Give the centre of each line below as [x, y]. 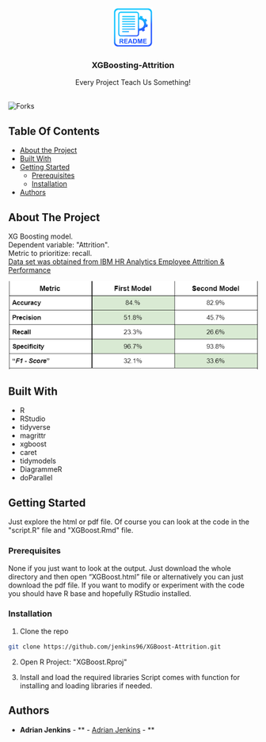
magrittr [32, 436]
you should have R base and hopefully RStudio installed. [100, 593]
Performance [30, 270]
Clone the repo [44, 631]
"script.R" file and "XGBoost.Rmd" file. [71, 530]
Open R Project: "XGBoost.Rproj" [73, 662]
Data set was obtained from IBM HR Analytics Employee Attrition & [116, 262]
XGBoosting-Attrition [133, 65]
